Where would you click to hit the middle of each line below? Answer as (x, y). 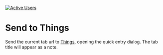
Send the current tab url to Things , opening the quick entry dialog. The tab (81, 41)
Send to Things (37, 28)
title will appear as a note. (32, 47)
